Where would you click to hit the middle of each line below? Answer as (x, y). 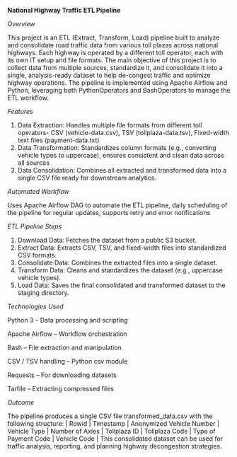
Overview (21, 24)
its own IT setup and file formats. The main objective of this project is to (112, 60)
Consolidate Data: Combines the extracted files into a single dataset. (117, 262)
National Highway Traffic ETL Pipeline (64, 10)
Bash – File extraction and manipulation (64, 347)
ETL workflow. (28, 98)
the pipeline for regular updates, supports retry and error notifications (109, 213)
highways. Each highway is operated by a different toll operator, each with (115, 53)
